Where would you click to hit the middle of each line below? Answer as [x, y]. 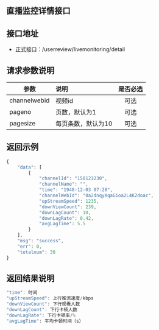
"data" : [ [30, 167]
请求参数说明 [30, 70]
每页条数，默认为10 [84, 124]
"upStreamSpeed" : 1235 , [69, 201]
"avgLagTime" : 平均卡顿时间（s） [45, 321]
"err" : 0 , [30, 246]
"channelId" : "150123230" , [73, 178]
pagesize [23, 124]
